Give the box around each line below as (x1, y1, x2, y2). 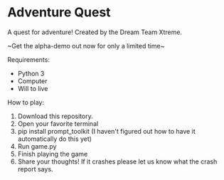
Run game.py (17, 142, 57, 150)
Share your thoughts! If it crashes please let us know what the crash (17, 157, 218, 166)
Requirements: (7, 55, 50, 64)
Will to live (17, 84, 48, 92)
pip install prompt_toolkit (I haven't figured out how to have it (17, 127, 196, 135)
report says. (17, 164, 53, 173)
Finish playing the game (17, 149, 88, 158)
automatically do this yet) (17, 134, 92, 143)
